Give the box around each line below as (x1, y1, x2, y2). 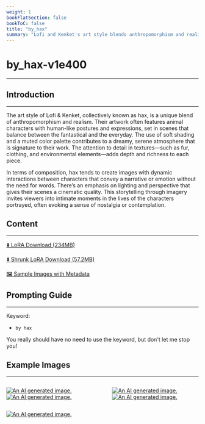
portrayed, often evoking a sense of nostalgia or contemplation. (6, 201, 166, 208)
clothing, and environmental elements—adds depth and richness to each (6, 150, 189, 157)
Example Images (6, 359, 71, 370)
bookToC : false (6, 20, 45, 26)
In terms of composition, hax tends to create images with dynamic (6, 168, 173, 176)
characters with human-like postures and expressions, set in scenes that (6, 124, 189, 132)
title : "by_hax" (6, 26, 48, 32)
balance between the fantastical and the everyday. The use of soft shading (6, 131, 195, 138)
